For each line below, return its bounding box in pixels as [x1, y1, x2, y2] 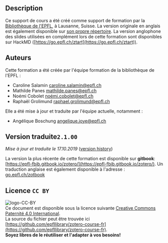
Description [5, 4, 43, 13]
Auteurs [5, 54, 32, 62]
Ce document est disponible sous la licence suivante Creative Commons [5, 205, 156, 211]
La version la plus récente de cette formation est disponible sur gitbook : [5, 156, 155, 162]
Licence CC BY [5, 186, 49, 195]
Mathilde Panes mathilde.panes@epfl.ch [12, 87, 97, 93]
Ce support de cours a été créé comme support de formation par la [5, 17, 145, 23]
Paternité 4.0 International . [5, 211, 61, 217]
